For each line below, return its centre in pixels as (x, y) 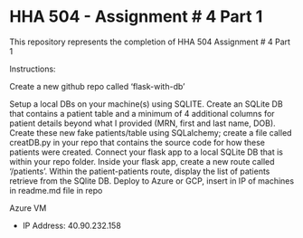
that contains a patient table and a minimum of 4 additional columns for (142, 113)
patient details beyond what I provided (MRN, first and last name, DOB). (142, 123)
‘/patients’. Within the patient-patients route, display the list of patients (140, 171)
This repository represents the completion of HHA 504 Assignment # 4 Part (150, 42)
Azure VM (28, 208)
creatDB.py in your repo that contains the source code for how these (137, 142)
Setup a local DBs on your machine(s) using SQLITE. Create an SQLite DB (146, 104)
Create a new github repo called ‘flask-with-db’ (97, 86)
